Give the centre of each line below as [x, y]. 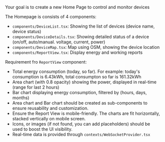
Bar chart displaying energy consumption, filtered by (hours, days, [79, 92]
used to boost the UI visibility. [42, 129]
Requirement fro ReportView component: [46, 62]
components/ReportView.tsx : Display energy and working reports [77, 52]
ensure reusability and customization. [50, 108]
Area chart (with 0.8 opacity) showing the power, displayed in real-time [84, 82]
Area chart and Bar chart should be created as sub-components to [80, 103]
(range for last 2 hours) [36, 87]
